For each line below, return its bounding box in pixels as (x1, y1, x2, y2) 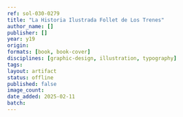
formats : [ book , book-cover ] (7, 49, 91, 56)
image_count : (7, 87, 45, 94)
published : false (7, 81, 57, 87)
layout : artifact (7, 67, 57, 74)
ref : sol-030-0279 (7, 10, 60, 17)
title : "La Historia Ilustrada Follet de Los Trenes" (7, 17, 165, 23)
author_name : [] (7, 23, 54, 30)
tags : (7, 61, 23, 68)
